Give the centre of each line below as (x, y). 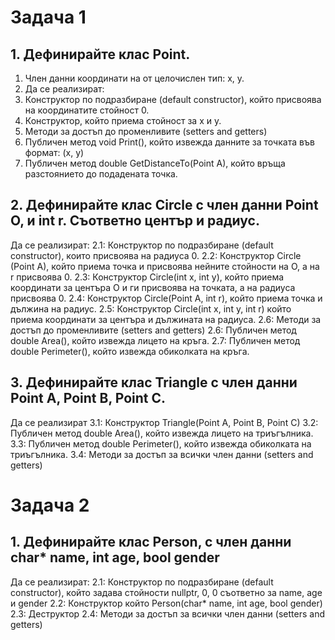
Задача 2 (50, 505)
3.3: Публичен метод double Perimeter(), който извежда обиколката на (161, 443)
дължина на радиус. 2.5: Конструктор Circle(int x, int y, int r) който (151, 308)
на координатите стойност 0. (87, 110)
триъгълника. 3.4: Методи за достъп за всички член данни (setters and (162, 454)
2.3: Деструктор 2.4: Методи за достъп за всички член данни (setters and (167, 613)
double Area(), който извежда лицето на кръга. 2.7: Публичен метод (155, 340)
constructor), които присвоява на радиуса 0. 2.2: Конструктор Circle (156, 255)
